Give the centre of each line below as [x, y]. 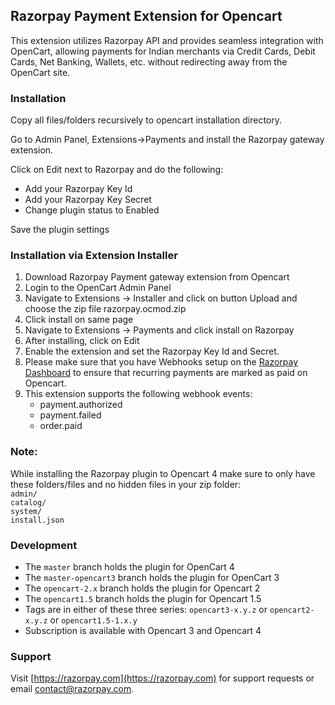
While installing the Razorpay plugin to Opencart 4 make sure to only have [163, 473]
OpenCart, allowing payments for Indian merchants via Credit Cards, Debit [163, 51]
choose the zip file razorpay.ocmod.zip [105, 309]
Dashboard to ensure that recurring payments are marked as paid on [166, 373]
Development [44, 545]
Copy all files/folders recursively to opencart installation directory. [146, 120]
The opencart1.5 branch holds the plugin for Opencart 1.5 [143, 598]
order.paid [61, 426]
